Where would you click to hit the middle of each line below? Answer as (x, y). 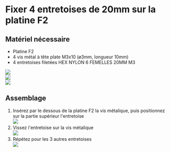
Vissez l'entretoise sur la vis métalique (53, 127)
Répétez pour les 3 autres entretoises (52, 139)
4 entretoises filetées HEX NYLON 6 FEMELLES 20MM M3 (74, 62)
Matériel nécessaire (38, 39)
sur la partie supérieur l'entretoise (48, 116)
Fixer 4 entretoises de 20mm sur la (81, 9)
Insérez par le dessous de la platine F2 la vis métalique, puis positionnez (89, 111)
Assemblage (26, 98)
